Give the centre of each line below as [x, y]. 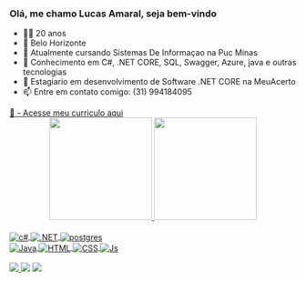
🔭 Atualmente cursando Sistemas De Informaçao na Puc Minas [140, 53]
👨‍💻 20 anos [44, 34]
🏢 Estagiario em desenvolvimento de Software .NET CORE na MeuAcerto [159, 82]
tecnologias [45, 72]
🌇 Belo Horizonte [54, 43]
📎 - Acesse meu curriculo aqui [66, 113]
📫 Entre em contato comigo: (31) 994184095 [107, 92]
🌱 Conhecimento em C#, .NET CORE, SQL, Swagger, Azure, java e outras [159, 63]
